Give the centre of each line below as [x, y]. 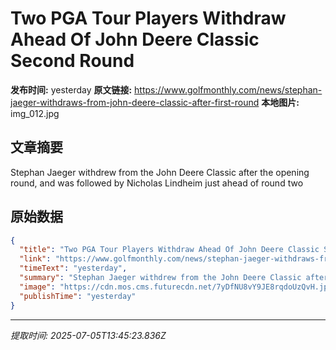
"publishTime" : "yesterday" [78, 296]
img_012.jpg [35, 113]
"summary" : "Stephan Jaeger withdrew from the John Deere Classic [160, 278]
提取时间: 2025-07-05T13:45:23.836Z [88, 335]
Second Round [72, 61]
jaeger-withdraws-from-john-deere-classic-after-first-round [135, 102]
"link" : [35, 259]
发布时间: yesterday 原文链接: [71, 89]
